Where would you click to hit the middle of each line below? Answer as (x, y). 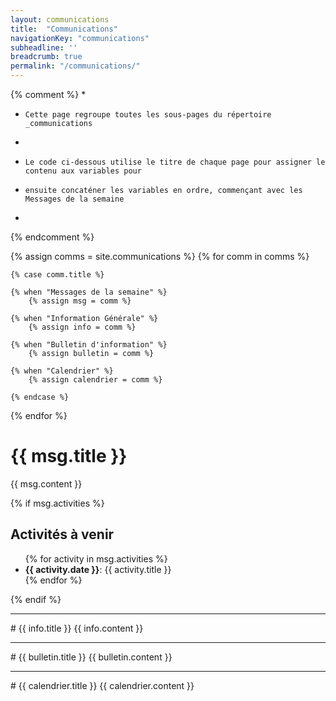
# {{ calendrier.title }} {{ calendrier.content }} (102, 685)
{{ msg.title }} (69, 456)
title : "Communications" (64, 29)
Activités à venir (62, 534)
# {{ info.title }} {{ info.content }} (77, 628)
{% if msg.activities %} (57, 503)
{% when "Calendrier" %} (62, 371)
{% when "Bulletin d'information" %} (89, 345)
